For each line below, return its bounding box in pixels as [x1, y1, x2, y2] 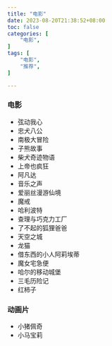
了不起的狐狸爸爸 [17, 223, 68, 232]
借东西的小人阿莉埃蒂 [17, 250, 80, 258]
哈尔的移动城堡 [17, 268, 61, 276]
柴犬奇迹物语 [17, 153, 55, 161]
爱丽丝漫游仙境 [17, 188, 61, 196]
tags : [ [7, 50, 30, 57]
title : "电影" [7, 10, 47, 18]
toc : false [7, 23, 39, 30]
